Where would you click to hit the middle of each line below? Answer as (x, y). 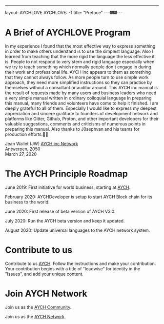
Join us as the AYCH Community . (38, 307)
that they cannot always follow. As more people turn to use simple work (77, 77)
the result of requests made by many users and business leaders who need (81, 93)
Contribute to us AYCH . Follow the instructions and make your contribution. (81, 263)
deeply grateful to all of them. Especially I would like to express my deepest (81, 108)
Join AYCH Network (46, 294)
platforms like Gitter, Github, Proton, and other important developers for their (82, 119)
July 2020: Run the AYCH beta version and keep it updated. (65, 221)
